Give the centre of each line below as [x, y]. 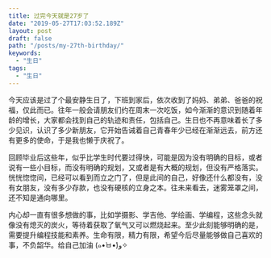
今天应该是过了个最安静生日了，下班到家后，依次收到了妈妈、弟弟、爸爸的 [132, 100]
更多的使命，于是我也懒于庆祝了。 [72, 140]
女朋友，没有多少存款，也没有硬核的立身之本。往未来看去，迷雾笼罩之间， [139, 187]
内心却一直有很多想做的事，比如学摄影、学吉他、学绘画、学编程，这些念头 [132, 214]
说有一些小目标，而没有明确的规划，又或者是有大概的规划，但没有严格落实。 [135, 167]
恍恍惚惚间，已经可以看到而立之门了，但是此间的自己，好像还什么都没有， [132, 177]
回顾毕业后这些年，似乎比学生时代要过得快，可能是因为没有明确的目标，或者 [135, 157]
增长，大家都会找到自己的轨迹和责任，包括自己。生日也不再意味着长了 [139, 120]
